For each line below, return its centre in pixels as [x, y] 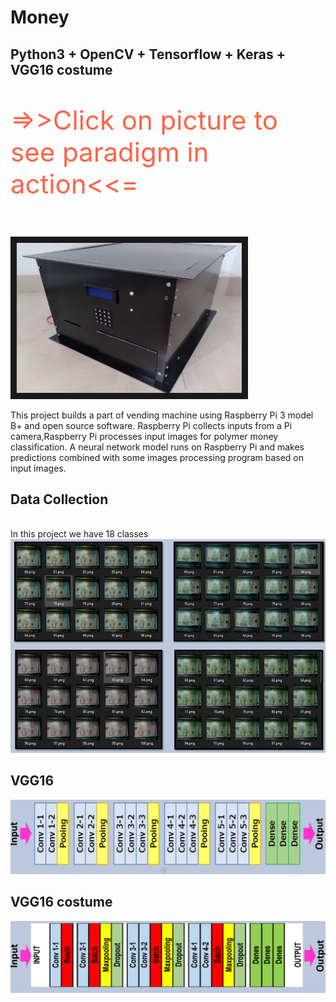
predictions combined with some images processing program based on [157, 457]
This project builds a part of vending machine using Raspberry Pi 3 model [162, 415]
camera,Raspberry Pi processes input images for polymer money [144, 436]
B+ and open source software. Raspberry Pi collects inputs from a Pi [151, 425]
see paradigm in [110, 151]
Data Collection [59, 499]
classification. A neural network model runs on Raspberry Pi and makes [157, 447]
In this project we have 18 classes [79, 534]
